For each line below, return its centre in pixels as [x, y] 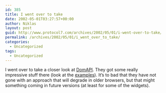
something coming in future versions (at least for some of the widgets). [78, 86]
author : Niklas [21, 23]
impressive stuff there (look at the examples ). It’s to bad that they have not [81, 75]
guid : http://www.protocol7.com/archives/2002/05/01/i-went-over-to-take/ [84, 33]
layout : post [19, 28]
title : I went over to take [34, 14]
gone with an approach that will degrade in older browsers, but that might [80, 80]
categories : [17, 42]
